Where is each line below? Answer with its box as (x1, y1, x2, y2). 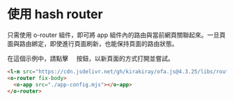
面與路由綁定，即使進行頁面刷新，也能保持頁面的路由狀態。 (7, 39, 178, 47)
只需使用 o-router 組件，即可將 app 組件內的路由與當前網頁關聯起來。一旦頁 (7, 31, 226, 39)
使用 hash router (7, 6, 103, 22)
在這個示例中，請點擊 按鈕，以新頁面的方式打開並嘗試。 (7, 54, 174, 63)
